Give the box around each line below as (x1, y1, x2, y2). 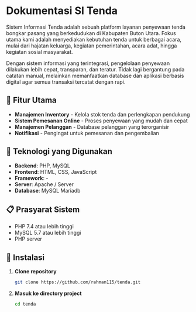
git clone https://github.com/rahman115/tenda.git (14, 279, 141, 285)
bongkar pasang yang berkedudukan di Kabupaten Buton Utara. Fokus (6, 29, 177, 36)
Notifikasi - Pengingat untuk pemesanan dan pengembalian (14, 129, 160, 136)
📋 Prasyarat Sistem (6, 204, 80, 214)
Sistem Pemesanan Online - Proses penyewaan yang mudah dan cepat (14, 117, 188, 124)
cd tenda (14, 301, 36, 307)
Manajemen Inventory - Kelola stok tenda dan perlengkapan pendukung (14, 111, 190, 118)
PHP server (14, 235, 43, 242)
